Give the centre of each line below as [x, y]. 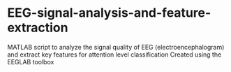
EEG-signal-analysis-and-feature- [109, 13]
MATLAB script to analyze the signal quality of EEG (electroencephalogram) [116, 47]
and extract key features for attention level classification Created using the [114, 55]
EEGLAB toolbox [31, 62]
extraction [38, 28]
